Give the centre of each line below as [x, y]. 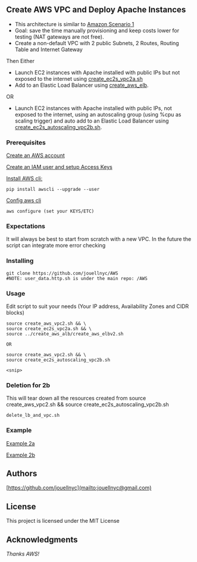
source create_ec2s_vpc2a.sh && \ [49, 329]
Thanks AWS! [23, 554]
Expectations [26, 227]
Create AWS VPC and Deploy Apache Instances [96, 10]
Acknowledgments [42, 540]
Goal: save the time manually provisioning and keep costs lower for [97, 30]
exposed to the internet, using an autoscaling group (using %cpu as [98, 114]
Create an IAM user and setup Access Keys [60, 167]
